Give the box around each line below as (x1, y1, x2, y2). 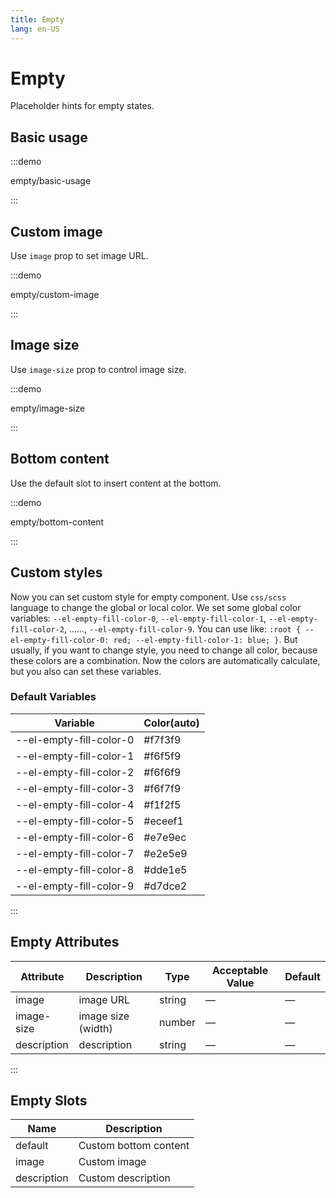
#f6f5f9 (143, 749, 182, 763)
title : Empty (10, 14, 65, 25)
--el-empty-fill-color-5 (15, 814, 135, 828)
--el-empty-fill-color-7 (15, 846, 135, 860)
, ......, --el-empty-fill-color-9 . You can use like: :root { (63, 622, 302, 635)
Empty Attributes (10, 934, 120, 951)
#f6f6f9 (143, 765, 182, 779)
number (158, 1015, 197, 1029)
